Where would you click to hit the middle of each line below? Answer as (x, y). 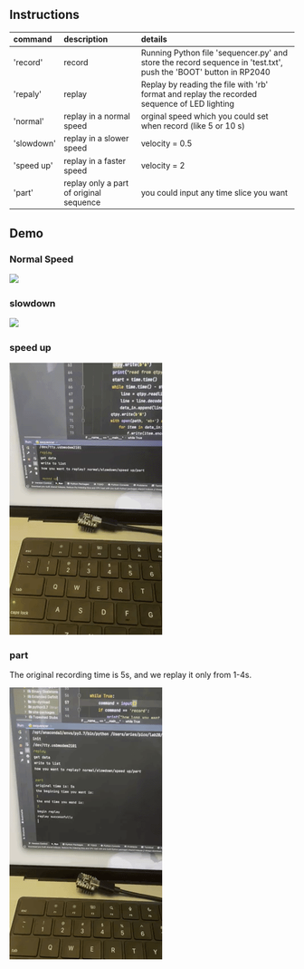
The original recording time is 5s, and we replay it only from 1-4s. (130, 674)
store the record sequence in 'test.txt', (212, 62)
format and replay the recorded (199, 93)
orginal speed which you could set (204, 116)
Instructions (44, 15)
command (33, 39)
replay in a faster (95, 160)
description (85, 39)
